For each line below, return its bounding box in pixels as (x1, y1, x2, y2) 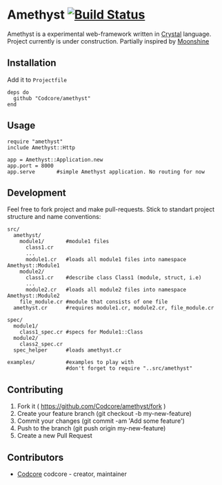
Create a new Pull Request (17, 432, 93, 440)
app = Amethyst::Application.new (7, 156, 103, 163)
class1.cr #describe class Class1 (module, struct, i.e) (25, 274, 202, 281)
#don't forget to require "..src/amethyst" (65, 365, 193, 372)
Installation (7, 57, 57, 69)
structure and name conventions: (7, 213, 101, 221)
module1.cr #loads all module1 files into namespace (25, 256, 187, 263)
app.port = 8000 (7, 162, 54, 169)
